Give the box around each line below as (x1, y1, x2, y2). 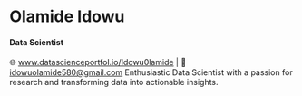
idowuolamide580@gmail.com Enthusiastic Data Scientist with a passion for (9, 67, 293, 78)
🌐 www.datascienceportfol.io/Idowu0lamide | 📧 (9, 57, 187, 68)
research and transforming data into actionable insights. (9, 77, 219, 88)
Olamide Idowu (9, 6, 125, 27)
